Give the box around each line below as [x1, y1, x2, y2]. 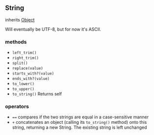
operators [5, 103, 29, 110]
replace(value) [12, 66, 44, 71]
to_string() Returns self [12, 91, 62, 97]
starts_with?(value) [12, 71, 54, 76]
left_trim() [12, 51, 37, 56]
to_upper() [12, 87, 35, 92]
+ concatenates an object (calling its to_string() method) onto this [12, 119, 147, 125]
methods [5, 39, 27, 45]
